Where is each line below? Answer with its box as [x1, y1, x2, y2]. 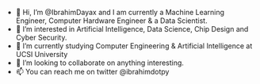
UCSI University [15, 50, 68, 59]
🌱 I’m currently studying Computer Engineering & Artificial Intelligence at [15, 41, 253, 51]
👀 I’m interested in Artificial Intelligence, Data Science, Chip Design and [15, 25, 249, 33]
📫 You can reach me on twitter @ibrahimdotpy [15, 67, 170, 76]
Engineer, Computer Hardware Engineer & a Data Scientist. [15, 16, 208, 25]
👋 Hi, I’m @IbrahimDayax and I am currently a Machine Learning [15, 8, 224, 17]
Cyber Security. [15, 32, 67, 42]
